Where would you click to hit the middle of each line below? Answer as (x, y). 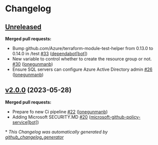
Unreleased (23, 27)
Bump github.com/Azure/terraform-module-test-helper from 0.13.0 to (83, 48)
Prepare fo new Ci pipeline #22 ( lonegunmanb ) (60, 111)
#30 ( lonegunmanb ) (33, 64)
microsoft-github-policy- (116, 117)
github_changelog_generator (35, 137)
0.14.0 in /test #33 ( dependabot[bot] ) (50, 53)
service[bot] (25, 122)
